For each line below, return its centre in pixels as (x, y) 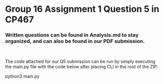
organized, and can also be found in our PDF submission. (75, 42)
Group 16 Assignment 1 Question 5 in (82, 9)
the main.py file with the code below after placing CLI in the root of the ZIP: (82, 67)
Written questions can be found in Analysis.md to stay (72, 35)
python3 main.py (22, 76)
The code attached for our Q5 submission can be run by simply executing (80, 62)
